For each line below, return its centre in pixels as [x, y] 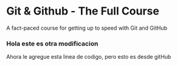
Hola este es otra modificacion [52, 44]
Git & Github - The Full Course [83, 11]
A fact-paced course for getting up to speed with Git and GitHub [87, 28]
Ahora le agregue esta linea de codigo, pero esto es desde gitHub [89, 57]
